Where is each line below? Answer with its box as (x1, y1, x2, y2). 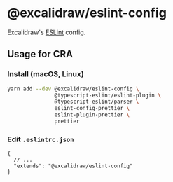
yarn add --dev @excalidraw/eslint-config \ (7, 85, 139, 92)
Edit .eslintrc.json (7, 134, 74, 144)
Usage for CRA (7, 48, 74, 60)
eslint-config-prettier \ (54, 105, 130, 112)
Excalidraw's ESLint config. (7, 28, 86, 36)
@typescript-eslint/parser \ (54, 98, 139, 106)
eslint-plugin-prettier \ (54, 111, 130, 118)
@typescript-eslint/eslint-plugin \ (54, 92, 161, 99)
